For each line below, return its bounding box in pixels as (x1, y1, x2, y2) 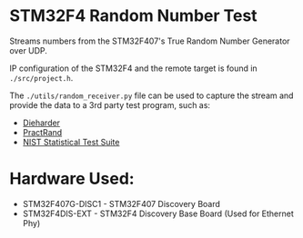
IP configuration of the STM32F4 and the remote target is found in (9, 63, 258, 74)
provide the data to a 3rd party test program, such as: (9, 99, 211, 110)
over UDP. (9, 45, 48, 55)
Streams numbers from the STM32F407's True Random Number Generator (9, 35, 290, 46)
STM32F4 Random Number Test (9, 5, 258, 26)
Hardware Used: (9, 169, 135, 189)
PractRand (22, 126, 63, 137)
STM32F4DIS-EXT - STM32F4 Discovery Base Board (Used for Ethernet (22, 208, 294, 219)
